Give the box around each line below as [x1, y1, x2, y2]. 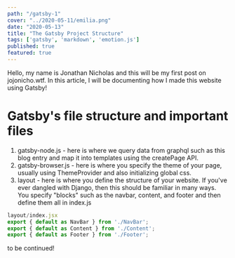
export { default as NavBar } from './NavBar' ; [7, 218, 149, 225]
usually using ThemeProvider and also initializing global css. [17, 168, 192, 177]
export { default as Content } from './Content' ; [7, 225, 156, 232]
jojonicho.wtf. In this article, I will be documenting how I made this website [7, 76, 222, 84]
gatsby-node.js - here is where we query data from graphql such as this [17, 146, 226, 154]
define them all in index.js [17, 198, 92, 207]
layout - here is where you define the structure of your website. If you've [17, 176, 228, 184]
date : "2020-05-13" [7, 23, 65, 30]
